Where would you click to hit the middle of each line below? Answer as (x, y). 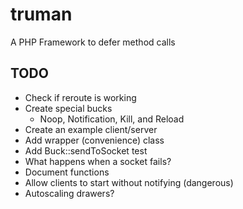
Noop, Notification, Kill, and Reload (112, 119)
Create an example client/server (91, 129)
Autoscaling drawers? (69, 193)
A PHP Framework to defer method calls (93, 42)
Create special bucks (68, 108)
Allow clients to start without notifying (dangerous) (129, 182)
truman (41, 14)
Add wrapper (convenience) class (94, 140)
